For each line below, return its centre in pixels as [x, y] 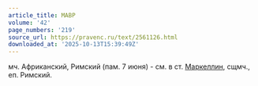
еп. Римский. [30, 75]
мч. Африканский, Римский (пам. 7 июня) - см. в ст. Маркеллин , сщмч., [129, 66]
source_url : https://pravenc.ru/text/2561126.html [93, 37]
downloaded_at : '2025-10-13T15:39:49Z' [74, 45]
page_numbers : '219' [42, 30]
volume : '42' [30, 23]
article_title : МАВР [42, 15]
